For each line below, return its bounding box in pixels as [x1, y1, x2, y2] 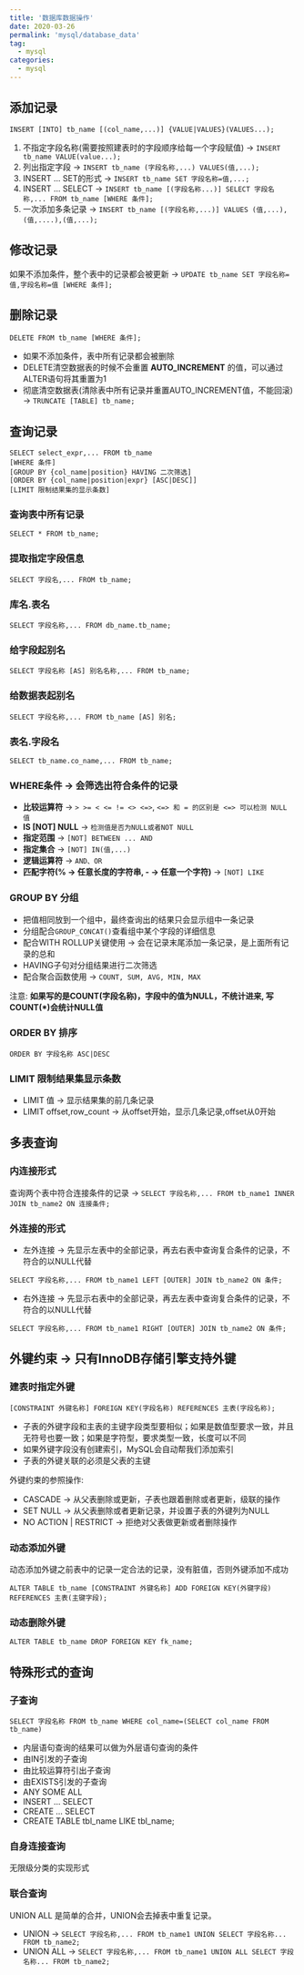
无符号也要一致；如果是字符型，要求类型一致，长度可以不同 [22, 1432, 247, 1443]
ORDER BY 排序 [9, 1027, 78, 1039]
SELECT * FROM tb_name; [9, 529, 100, 538]
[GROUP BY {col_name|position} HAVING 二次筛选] [9, 468, 192, 477]
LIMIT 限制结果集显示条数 [9, 1072, 121, 1085]
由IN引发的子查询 [22, 1754, 88, 1765]
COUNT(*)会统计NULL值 [9, 1001, 104, 1012]
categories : [9, 56, 55, 65]
